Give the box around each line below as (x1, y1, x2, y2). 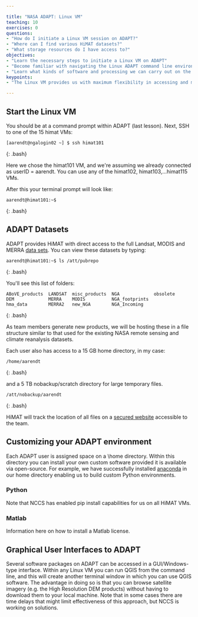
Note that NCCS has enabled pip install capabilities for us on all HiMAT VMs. (6, 499, 192, 506)
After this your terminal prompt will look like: (6, 185, 113, 192)
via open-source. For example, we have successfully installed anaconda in (6, 465, 187, 472)
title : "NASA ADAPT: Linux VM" (6, 14, 83, 19)
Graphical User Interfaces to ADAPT (6, 544, 141, 554)
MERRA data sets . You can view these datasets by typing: (6, 246, 146, 254)
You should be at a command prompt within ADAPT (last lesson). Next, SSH (6, 122, 190, 129)
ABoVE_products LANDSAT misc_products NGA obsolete (6, 291, 176, 297)
